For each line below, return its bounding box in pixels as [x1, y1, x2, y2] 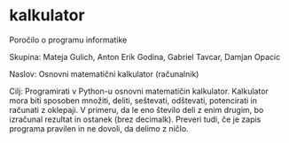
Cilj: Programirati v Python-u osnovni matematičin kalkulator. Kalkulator [9, 86, 269, 96]
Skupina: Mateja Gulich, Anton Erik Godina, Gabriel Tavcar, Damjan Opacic [9, 51, 281, 62]
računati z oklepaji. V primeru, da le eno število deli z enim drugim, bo [9, 104, 264, 115]
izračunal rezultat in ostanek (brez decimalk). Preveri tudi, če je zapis [9, 114, 262, 124]
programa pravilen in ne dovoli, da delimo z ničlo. [9, 123, 189, 133]
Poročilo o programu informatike [9, 34, 128, 45]
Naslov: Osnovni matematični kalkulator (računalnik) [9, 68, 199, 79]
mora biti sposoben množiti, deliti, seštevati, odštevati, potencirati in [9, 94, 258, 106]
